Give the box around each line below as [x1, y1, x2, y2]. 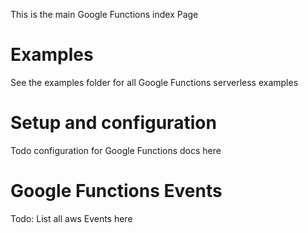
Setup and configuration [10, 112, 217, 134]
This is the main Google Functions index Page [10, 9, 199, 20]
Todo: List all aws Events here [10, 212, 133, 224]
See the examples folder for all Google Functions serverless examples [10, 76, 299, 88]
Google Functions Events [10, 180, 223, 203]
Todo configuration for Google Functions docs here [10, 144, 222, 156]
